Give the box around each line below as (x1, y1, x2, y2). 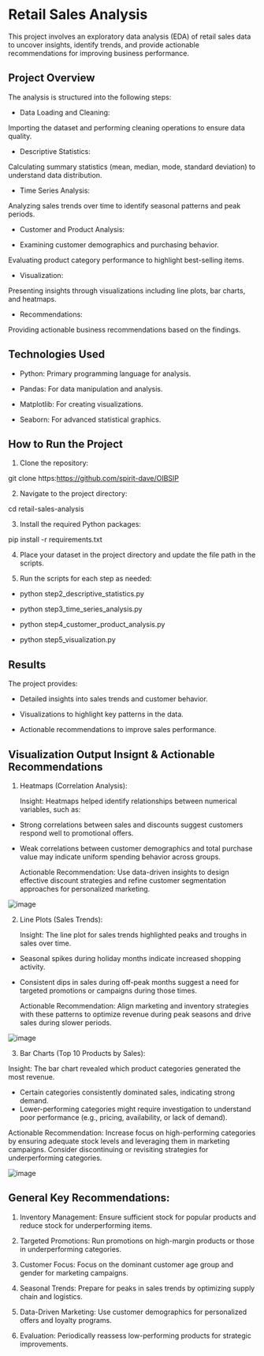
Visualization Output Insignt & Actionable (8, 748, 215, 761)
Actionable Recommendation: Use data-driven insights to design (19, 867, 230, 877)
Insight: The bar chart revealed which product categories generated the (8, 1064, 241, 1073)
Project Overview (8, 71, 95, 85)
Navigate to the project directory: (19, 489, 128, 498)
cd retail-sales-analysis (8, 504, 84, 514)
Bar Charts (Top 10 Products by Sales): (19, 1049, 146, 1057)
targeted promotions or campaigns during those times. (19, 986, 197, 995)
